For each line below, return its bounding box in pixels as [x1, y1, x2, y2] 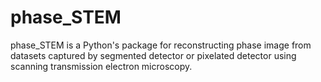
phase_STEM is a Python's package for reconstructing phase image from [10, 39, 312, 51]
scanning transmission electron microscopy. [10, 60, 193, 72]
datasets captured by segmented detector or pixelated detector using [10, 49, 297, 61]
